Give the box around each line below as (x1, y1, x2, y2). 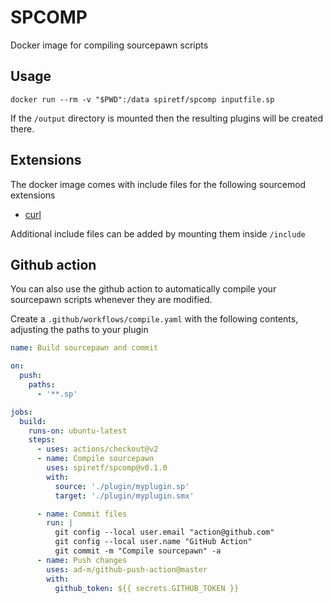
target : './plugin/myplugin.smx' (54, 491, 195, 501)
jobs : (10, 407, 33, 417)
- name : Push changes (36, 555, 128, 565)
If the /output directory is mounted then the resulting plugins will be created (10, 112, 324, 124)
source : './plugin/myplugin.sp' (54, 481, 190, 491)
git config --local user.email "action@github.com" (54, 527, 275, 538)
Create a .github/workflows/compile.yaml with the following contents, (10, 313, 299, 325)
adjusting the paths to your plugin (10, 324, 149, 336)
